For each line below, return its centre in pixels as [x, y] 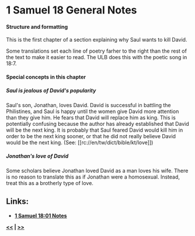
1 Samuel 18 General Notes [72, 10]
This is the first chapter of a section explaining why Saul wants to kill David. [97, 40]
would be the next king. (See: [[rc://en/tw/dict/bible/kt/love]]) [80, 142]
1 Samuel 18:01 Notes [41, 216]
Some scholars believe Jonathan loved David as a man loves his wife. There [97, 170]
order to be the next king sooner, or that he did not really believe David [91, 136]
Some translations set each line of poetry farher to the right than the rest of [96, 51]
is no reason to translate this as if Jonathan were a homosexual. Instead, [93, 177]
